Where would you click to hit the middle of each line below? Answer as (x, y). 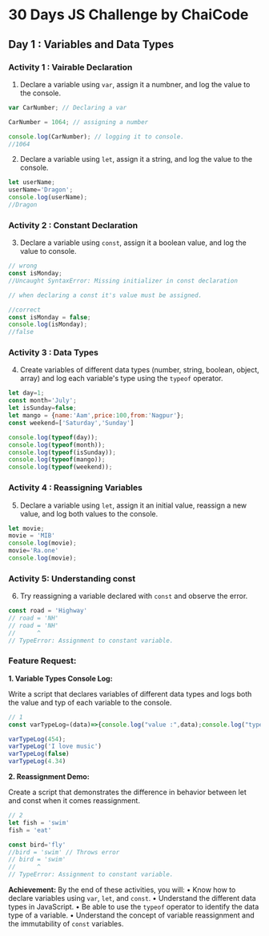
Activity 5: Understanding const (72, 578)
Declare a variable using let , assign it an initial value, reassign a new (133, 505)
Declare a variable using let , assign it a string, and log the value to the (136, 159)
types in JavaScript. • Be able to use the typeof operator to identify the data (134, 907)
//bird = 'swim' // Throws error (64, 852)
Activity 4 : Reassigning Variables (75, 488)
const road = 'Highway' (48, 611)
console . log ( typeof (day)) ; (53, 437)
